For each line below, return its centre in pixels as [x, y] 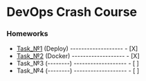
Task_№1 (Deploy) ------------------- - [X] [77, 48]
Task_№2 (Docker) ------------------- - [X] [78, 56]
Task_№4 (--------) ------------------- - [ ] [78, 71]
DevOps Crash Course [72, 12]
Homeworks [27, 34]
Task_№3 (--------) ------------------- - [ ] [77, 64]
